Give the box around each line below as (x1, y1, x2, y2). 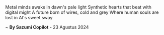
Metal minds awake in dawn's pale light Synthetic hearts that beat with (5, 4, 152, 10)
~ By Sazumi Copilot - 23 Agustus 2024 (5, 24, 89, 30)
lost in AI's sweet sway (5, 15, 53, 20)
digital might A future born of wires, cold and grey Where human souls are (5, 9, 159, 15)
